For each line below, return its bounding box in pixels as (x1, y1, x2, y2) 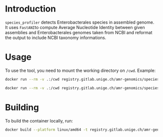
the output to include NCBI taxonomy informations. (5, 35, 107, 41)
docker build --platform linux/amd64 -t (5, 127, 88, 132)
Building (5, 102, 39, 113)
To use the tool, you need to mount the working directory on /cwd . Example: (5, 68, 156, 73)
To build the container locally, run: (5, 118, 73, 123)
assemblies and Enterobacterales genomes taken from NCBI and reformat (5, 29, 153, 35)
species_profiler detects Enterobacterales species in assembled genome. (5, 19, 154, 25)
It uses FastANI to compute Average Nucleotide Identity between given (5, 24, 145, 30)
